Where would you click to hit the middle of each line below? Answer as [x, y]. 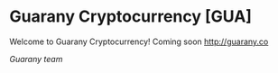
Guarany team [36, 59]
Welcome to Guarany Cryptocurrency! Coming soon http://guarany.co [139, 41]
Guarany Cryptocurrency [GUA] [131, 17]
